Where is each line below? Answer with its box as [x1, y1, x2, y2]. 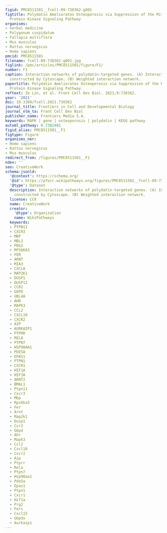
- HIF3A [9, 372, 26, 377]
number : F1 [5, 68, 28, 73]
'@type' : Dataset [9, 183, 46, 188]
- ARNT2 [9, 377, 26, 382]
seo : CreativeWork [5, 165, 43, 170]
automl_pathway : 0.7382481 [5, 123, 61, 128]
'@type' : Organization [14, 211, 61, 216]
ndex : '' [5, 160, 23, 165]
